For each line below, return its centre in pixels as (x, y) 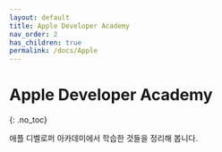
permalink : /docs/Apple (54, 51)
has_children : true (46, 42)
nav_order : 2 (34, 34)
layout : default (39, 17)
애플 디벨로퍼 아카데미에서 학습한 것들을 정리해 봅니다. (104, 139)
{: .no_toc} (28, 120)
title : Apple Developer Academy (69, 26)
